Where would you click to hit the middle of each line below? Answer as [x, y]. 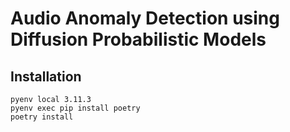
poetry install [42, 117]
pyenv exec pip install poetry [75, 108]
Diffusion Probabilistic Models [138, 39]
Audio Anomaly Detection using [145, 18]
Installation [46, 76]
